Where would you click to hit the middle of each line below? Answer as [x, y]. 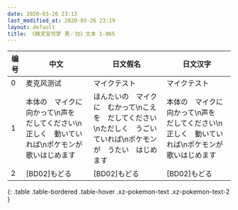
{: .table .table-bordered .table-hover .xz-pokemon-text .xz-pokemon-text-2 [119, 192]
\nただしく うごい [125, 128]
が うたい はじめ [125, 150]
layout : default [31, 27]
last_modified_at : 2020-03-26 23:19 [61, 21]
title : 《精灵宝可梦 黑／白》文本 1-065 [61, 34]
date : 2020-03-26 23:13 [42, 14]
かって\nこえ [136, 107]
